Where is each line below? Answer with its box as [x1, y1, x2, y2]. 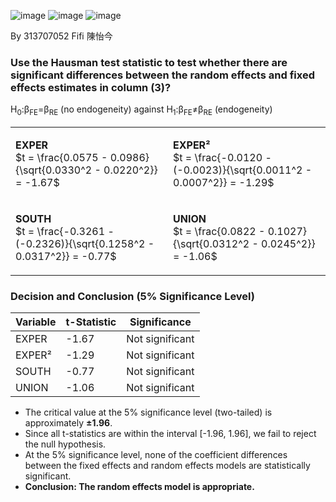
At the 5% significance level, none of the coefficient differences [24, 449, 288, 461]
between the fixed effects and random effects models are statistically [24, 460, 311, 472]
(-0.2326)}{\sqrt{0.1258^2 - [15, 237, 155, 251]
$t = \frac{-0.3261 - [15, 225, 115, 239]
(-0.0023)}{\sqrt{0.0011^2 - [173, 163, 313, 177]
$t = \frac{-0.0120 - [173, 151, 272, 165]
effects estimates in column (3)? [10, 80, 172, 94]
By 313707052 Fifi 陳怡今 [10, 30, 113, 42]
